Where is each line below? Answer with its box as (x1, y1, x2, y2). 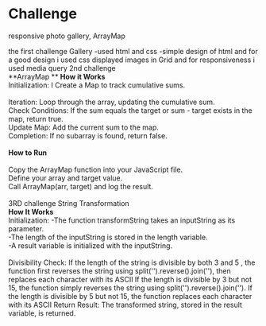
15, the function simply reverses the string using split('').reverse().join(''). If (8, 283, 253, 293)
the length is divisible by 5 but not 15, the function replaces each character (8, 291, 253, 301)
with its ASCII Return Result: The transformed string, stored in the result (8, 300, 242, 309)
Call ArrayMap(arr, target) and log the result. (8, 181, 153, 191)
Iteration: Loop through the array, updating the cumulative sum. (8, 97, 216, 107)
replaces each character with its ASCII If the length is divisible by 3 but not (8, 274, 253, 284)
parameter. (8, 223, 44, 233)
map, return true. (8, 114, 64, 123)
